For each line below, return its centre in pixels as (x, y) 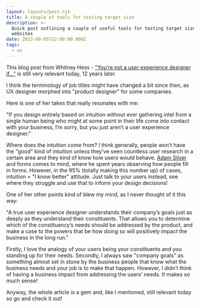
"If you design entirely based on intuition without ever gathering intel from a (99, 114)
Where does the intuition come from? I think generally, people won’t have (96, 145)
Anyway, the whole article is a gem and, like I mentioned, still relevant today (99, 292)
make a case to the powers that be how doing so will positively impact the (97, 231)
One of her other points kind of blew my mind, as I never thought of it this (96, 194)
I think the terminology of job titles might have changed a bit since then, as (98, 85)
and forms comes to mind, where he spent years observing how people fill (97, 164)
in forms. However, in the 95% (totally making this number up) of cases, (94, 170)
